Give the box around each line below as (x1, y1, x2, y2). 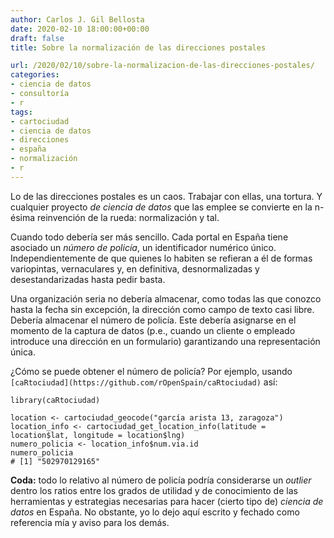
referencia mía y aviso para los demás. (10, 516, 170, 528)
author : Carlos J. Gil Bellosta (10, 14, 145, 25)
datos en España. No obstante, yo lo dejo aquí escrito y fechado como (10, 506, 300, 518)
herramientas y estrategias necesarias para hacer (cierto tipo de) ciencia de (10, 495, 324, 507)
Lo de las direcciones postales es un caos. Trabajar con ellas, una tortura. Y (10, 190, 323, 202)
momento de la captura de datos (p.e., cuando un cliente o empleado (10, 324, 296, 336)
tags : (10, 107, 33, 117)
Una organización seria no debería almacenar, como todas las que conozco (10, 292, 322, 305)
